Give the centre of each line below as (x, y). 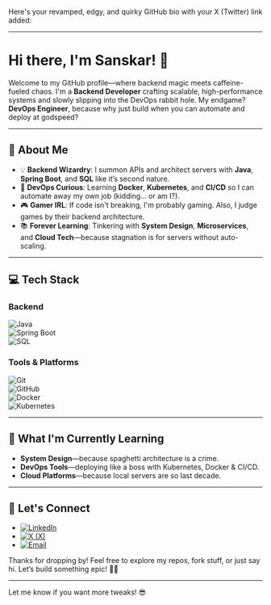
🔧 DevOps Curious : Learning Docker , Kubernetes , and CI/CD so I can (137, 187)
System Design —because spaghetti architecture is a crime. (119, 458)
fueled (19, 91)
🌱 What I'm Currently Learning (86, 439)
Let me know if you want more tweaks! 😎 (77, 592)
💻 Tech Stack (44, 280)
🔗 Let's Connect (49, 508)
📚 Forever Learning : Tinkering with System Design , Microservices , (134, 225)
